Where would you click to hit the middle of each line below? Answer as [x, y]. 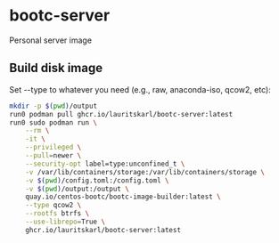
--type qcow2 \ [53, 206]
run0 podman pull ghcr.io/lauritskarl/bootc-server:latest [121, 114]
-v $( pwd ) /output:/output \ [77, 189]
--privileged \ [53, 148]
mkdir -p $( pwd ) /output [53, 106]
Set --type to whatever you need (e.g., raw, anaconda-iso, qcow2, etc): [140, 89]
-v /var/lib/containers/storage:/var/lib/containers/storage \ [145, 172]
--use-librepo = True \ [65, 222]
